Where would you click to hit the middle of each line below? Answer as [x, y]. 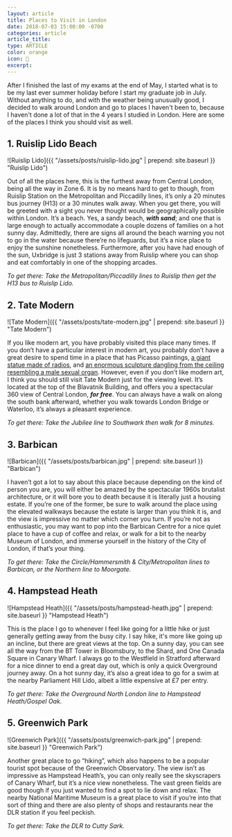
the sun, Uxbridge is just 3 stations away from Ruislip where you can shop [113, 255]
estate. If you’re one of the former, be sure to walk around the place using [112, 504]
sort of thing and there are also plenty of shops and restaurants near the [110, 805]
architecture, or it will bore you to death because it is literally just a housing [114, 497]
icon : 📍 [18, 59]
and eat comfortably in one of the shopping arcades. [82, 263]
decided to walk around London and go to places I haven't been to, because [116, 107]
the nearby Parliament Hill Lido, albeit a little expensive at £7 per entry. [108, 680]
